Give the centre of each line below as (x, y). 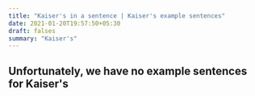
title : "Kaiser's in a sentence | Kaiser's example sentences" (117, 16)
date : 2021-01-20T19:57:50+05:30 (65, 23)
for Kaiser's (38, 83)
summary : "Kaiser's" (43, 38)
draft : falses (32, 31)
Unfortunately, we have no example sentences (128, 71)
